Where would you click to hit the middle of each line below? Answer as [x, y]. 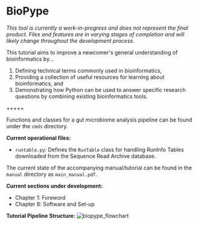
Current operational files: [39, 138]
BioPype [28, 11]
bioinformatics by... [30, 59]
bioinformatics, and [39, 83]
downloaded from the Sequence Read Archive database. [85, 156]
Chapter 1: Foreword [40, 197]
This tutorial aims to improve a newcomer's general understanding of [92, 52]
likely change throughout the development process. [70, 41]
